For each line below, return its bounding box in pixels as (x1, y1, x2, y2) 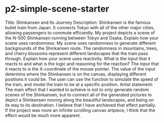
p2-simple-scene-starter (5, 3, 109, 15)
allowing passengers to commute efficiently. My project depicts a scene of (5, 30, 155, 35)
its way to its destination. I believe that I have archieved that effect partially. (5, 102, 156, 108)
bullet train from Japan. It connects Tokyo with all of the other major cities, (5, 24, 155, 30)
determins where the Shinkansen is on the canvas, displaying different (5, 71, 146, 77)
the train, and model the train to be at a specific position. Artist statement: (5, 81, 153, 87)
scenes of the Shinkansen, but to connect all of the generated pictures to (5, 91, 152, 98)
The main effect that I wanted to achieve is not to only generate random (5, 87, 149, 92)
